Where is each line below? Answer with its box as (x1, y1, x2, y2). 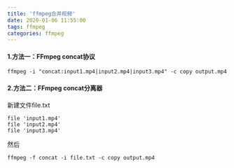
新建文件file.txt (7, 101, 50, 109)
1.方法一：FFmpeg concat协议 (7, 52, 96, 60)
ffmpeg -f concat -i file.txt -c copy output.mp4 (7, 154, 156, 161)
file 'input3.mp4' (7, 127, 61, 134)
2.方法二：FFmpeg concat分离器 (7, 84, 103, 92)
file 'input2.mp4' (7, 120, 61, 128)
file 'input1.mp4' (7, 115, 61, 122)
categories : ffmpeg (7, 29, 64, 37)
